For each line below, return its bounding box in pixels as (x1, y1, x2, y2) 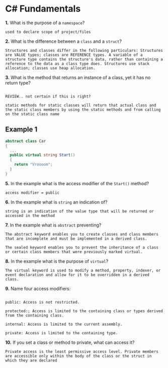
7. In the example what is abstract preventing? (5, 222, 102, 228)
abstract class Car (5, 138, 46, 143)
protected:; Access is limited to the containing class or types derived (5, 308, 163, 314)
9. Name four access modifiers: (5, 285, 71, 291)
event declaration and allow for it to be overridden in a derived (5, 272, 150, 277)
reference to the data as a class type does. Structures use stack (5, 61, 150, 66)
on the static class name (5, 111, 59, 116)
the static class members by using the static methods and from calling (5, 107, 161, 112)
